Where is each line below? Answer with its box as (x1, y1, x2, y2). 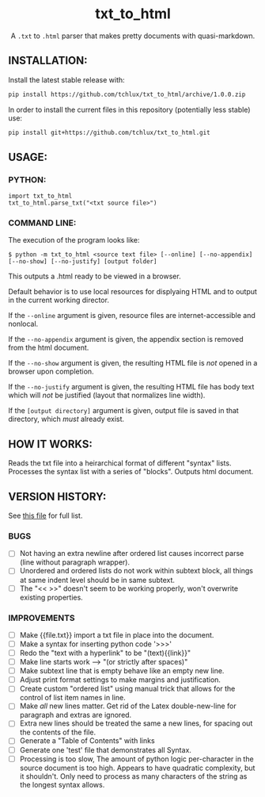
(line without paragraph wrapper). (19, 558, 131, 567)
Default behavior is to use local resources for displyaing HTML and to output (8, 287, 257, 297)
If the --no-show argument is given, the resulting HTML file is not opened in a (8, 358, 258, 368)
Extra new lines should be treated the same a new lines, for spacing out (19, 718, 253, 728)
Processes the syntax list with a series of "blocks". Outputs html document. (8, 467, 254, 477)
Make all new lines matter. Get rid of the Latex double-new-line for (19, 701, 237, 711)
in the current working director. (8, 295, 109, 305)
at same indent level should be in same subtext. (19, 575, 176, 584)
